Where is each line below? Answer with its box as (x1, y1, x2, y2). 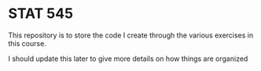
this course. (8, 38, 47, 48)
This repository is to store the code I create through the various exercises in (8, 30, 254, 40)
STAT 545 (8, 5, 73, 23)
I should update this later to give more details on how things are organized (8, 54, 248, 63)
